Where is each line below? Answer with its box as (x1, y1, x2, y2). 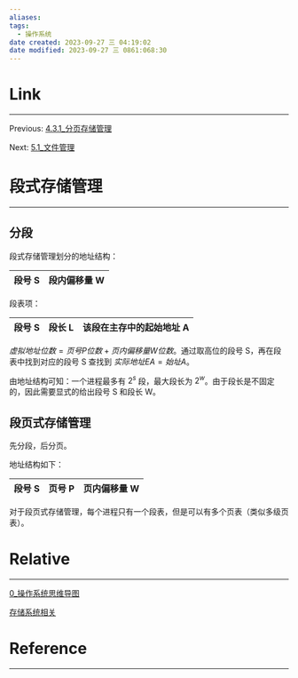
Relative (9, 549, 71, 570)
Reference (9, 639, 87, 658)
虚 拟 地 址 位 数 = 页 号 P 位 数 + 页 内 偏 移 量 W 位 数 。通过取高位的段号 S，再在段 (9, 345, 282, 355)
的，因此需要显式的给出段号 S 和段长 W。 (9, 387, 161, 397)
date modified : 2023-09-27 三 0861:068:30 (9, 46, 167, 55)
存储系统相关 (9, 607, 56, 618)
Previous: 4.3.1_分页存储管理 (9, 124, 113, 134)
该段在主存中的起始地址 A (82, 321, 190, 333)
